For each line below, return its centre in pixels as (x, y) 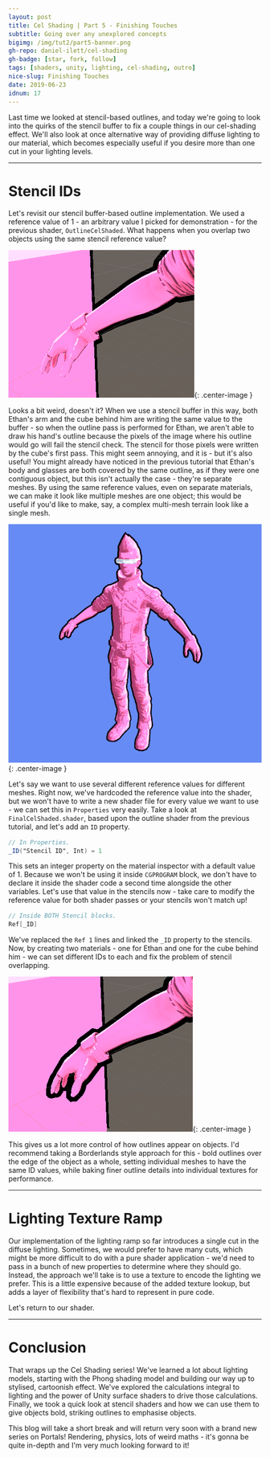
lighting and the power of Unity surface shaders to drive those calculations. (133, 1396)
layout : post (30, 17)
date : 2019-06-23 (37, 84)
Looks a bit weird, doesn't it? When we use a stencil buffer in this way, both (133, 410)
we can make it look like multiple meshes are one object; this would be (125, 496)
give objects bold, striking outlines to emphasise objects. (102, 1413)
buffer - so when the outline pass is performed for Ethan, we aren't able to (131, 428)
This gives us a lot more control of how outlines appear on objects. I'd (124, 1145)
